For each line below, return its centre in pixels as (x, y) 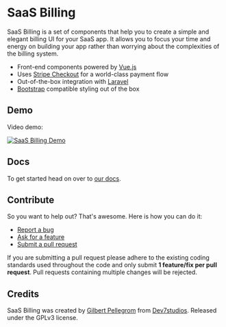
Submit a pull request (47, 245)
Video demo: (25, 127)
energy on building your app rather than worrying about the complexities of (113, 46)
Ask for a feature (41, 237)
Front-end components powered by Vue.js (77, 67)
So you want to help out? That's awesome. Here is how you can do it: (105, 216)
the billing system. (33, 54)
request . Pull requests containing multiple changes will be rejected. (102, 272)
